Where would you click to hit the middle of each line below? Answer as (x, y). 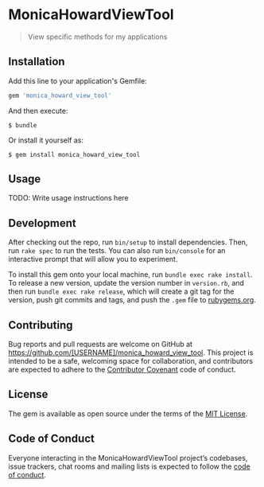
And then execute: (38, 111)
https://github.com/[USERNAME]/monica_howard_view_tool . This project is (131, 353)
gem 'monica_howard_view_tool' (60, 95)
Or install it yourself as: (46, 140)
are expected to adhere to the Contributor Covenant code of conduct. (122, 370)
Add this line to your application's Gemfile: (78, 80)
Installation (37, 62)
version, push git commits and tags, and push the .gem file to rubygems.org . (132, 300)
